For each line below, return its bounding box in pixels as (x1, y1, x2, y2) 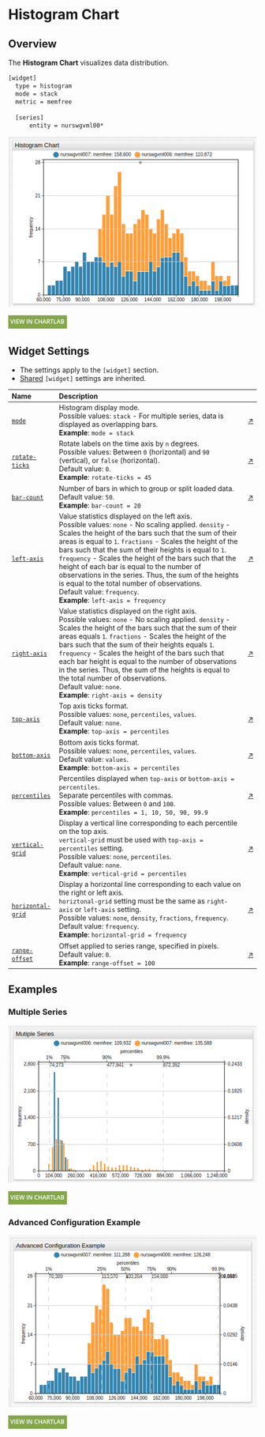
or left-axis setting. (74, 905, 142, 915)
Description (58, 391, 99, 401)
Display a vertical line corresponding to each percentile (58, 818, 238, 828)
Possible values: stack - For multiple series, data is (58, 411, 224, 421)
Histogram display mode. (58, 403, 140, 412)
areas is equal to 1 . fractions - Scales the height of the (58, 536, 238, 546)
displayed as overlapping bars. (58, 420, 159, 428)
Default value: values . (58, 754, 129, 764)
